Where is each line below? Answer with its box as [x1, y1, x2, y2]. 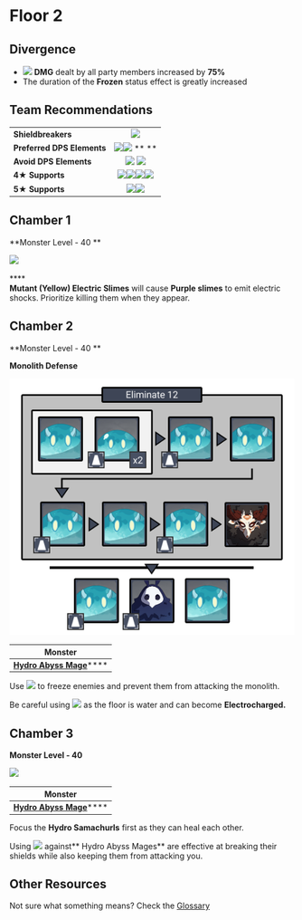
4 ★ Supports [13, 169, 65, 181]
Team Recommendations [9, 102, 154, 118]
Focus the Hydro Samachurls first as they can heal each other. [9, 821, 244, 833]
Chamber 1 [9, 213, 71, 228]
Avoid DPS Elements [13, 156, 92, 168]
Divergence [9, 42, 77, 57]
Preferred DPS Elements [13, 142, 107, 153]
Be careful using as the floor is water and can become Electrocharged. [9, 699, 287, 711]
